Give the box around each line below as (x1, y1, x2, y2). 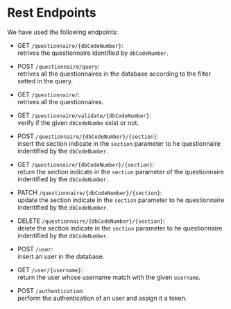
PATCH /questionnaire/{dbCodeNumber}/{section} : (17, 188, 162, 197)
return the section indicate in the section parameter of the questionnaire (17, 167, 224, 176)
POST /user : (17, 244, 53, 253)
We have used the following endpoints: (7, 28, 119, 36)
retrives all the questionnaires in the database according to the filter (17, 69, 212, 78)
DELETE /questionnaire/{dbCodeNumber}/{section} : (17, 217, 165, 225)
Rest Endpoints (7, 5, 96, 21)
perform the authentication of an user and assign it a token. (17, 294, 187, 302)
